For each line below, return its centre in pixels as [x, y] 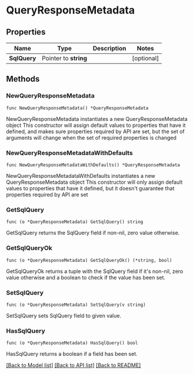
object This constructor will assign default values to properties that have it [96, 125]
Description [109, 48]
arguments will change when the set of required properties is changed [91, 137]
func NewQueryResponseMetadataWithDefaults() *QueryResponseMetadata [93, 165]
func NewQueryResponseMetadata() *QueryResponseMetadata [77, 108]
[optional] [146, 58]
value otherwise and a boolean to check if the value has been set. [86, 277]
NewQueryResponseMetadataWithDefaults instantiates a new [81, 176]
